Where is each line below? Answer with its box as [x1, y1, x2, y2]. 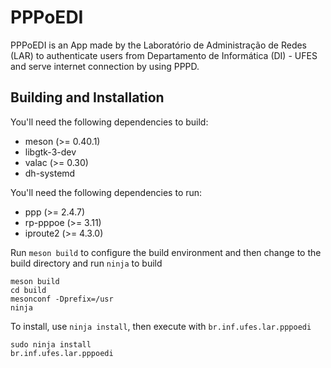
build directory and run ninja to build [10, 257, 163, 269]
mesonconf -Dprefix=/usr [10, 294, 114, 304]
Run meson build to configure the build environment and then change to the [10, 246, 322, 258]
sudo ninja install [10, 339, 92, 350]
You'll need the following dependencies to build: [10, 116, 209, 128]
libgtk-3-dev [24, 146, 77, 158]
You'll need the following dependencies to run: [10, 186, 203, 198]
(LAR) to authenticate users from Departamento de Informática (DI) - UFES [10, 49, 318, 61]
